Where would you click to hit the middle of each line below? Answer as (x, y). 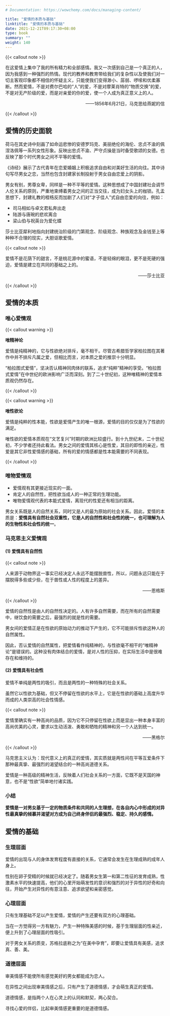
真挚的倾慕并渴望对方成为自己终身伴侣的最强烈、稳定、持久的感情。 (85, 814)
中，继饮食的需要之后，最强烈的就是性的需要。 (54, 617)
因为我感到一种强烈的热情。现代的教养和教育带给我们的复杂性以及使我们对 (83, 73)
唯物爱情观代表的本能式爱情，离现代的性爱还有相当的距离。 (75, 500)
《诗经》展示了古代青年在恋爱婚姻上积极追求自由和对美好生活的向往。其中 (83, 167)
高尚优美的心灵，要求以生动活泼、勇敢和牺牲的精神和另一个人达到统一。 (80, 727)
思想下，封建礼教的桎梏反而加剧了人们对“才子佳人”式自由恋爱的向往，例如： (85, 197)
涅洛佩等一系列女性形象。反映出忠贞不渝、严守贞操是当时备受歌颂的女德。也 (85, 150)
